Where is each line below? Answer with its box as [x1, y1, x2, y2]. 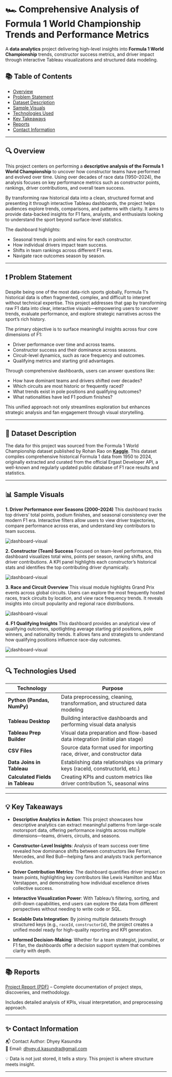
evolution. [12, 859, 34, 865]
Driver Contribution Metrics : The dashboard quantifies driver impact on [12, 868, 165, 875]
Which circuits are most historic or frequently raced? [12, 383, 124, 389]
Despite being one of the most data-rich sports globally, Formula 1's [5, 289, 148, 295]
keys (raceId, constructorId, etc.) [61, 765, 140, 772]
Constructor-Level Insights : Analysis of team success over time [12, 842, 149, 848]
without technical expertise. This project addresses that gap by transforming [5, 300, 167, 306]
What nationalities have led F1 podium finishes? [12, 394, 113, 400]
